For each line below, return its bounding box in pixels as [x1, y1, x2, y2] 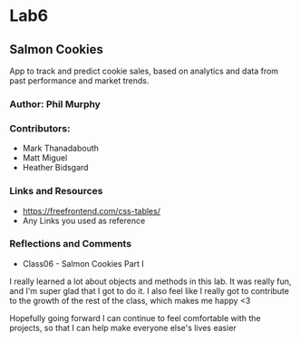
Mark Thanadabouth [22, 142, 100, 154]
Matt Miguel [22, 152, 68, 163]
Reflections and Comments [9, 238, 132, 250]
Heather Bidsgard [22, 162, 89, 173]
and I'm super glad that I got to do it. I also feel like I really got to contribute [9, 285, 290, 296]
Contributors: [9, 122, 71, 134]
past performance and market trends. [9, 75, 150, 86]
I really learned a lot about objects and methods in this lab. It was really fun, [9, 276, 292, 287]
